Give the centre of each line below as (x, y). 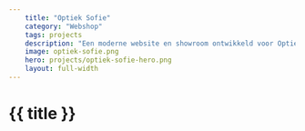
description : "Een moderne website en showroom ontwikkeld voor (149, 43)
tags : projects (54, 35)
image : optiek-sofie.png (72, 52)
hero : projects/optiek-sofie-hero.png (98, 60)
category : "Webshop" (64, 26)
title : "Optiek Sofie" (68, 18)
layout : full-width (62, 69)
